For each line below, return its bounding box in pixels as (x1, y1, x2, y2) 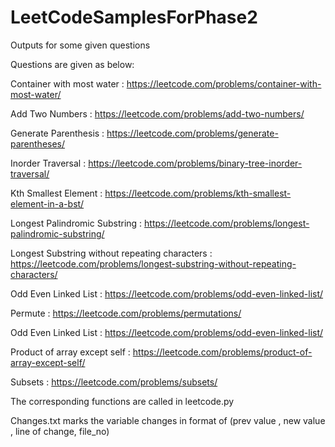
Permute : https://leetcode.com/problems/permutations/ (10, 307, 242, 319)
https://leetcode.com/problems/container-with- (126, 77, 322, 90)
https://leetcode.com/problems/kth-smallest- (104, 187, 292, 199)
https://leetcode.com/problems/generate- (106, 127, 279, 139)
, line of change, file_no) (10, 425, 110, 437)
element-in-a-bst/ (10, 197, 85, 210)
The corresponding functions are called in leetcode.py (10, 395, 235, 407)
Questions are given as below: (10, 58, 135, 70)
